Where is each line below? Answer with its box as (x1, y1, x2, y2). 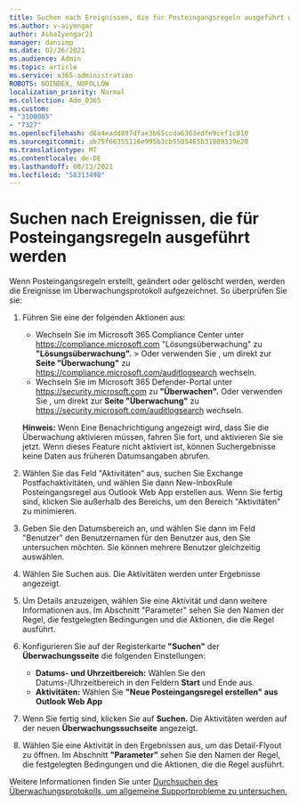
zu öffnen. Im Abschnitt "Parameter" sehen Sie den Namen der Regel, (21, 750, 281, 760)
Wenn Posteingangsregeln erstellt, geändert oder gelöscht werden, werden (9, 276, 286, 287)
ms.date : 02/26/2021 (9, 46, 86, 55)
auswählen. (21, 551, 65, 562)
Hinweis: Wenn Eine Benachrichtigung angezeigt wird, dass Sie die (21, 422, 270, 433)
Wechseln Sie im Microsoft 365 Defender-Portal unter (35, 377, 233, 387)
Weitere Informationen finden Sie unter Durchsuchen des (9, 777, 218, 787)
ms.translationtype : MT (9, 145, 98, 154)
